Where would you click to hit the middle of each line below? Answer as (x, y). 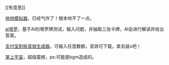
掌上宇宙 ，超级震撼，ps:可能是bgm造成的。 (51, 57)
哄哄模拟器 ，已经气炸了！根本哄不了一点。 (50, 18)
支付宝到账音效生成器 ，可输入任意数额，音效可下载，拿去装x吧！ (73, 46)
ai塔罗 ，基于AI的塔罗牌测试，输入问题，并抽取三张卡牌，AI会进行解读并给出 (85, 29)
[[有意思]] (15, 7)
